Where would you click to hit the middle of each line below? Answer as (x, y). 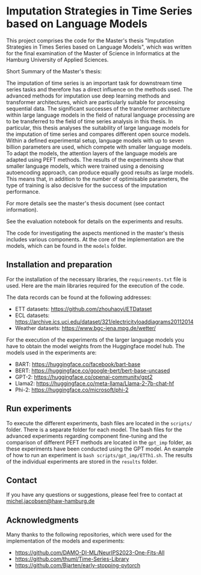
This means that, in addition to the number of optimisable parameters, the (97, 179)
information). (22, 209)
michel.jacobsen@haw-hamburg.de (51, 501)
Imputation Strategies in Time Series (99, 11)
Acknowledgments (43, 520)
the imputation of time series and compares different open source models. (98, 134)
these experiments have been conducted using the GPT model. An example (100, 449)
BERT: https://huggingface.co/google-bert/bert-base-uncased (92, 371)
